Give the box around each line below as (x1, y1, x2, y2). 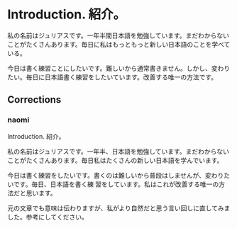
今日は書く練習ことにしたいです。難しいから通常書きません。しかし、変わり (7, 64, 231, 72)
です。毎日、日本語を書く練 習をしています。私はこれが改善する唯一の (13, 180, 219, 188)
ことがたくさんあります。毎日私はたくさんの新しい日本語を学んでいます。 (7, 156, 224, 164)
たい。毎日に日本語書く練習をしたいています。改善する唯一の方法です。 (7, 72, 218, 81)
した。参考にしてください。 (7, 212, 89, 221)
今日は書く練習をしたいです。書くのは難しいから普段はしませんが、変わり (7, 171, 224, 179)
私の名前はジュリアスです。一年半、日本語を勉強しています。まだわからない (7, 147, 229, 156)
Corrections (7, 93, 62, 106)
